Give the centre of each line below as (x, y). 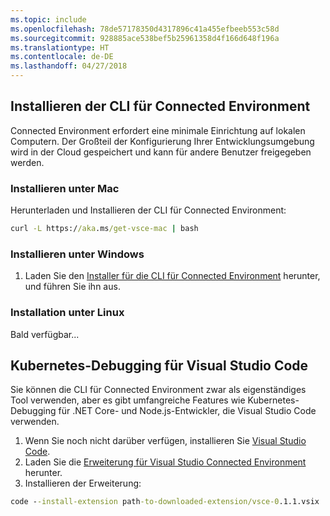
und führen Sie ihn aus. (72, 287)
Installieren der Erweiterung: (83, 483)
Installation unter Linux (67, 313)
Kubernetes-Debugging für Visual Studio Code (159, 365)
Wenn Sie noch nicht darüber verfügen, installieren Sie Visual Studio (165, 441)
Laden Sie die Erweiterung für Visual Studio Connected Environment (165, 462)
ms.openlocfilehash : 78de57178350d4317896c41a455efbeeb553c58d (145, 29)
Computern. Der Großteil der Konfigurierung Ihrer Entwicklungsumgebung (162, 141)
